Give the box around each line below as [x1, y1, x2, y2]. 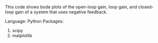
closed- [138, 4, 154, 10]
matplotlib [12, 33, 33, 38]
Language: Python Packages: [5, 19, 64, 24]
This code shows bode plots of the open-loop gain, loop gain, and [5, 4, 138, 10]
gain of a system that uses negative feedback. [15, 9, 108, 15]
